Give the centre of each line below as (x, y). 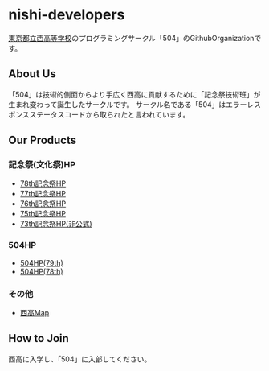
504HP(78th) (41, 271)
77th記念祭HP (43, 194)
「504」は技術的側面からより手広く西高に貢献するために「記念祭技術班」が (134, 94)
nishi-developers (67, 15)
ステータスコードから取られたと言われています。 (110, 114)
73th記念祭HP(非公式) (56, 224)
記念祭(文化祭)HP (42, 165)
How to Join (39, 338)
